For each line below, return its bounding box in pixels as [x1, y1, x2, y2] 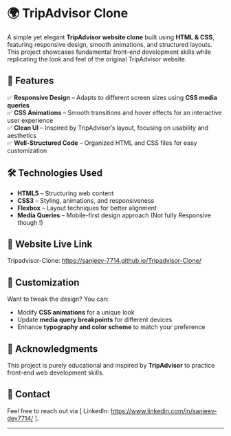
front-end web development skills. [7, 368, 104, 377]
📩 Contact [7, 388, 51, 400]
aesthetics [7, 131, 36, 139]
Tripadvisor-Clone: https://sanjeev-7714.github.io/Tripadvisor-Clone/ [7, 257, 201, 265]
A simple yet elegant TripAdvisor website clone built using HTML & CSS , [7, 32, 214, 41]
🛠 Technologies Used [7, 167, 103, 179]
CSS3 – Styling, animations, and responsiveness [16, 196, 155, 204]
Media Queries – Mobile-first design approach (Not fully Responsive [16, 211, 212, 219]
